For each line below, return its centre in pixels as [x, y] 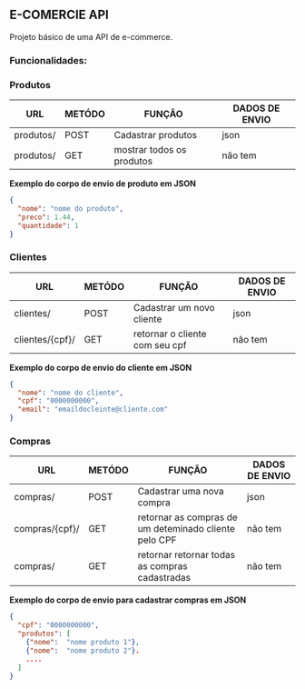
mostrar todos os [150, 150]
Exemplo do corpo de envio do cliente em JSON [101, 367]
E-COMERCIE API [59, 15]
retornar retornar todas [187, 555]
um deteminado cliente [187, 529]
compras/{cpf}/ [47, 529]
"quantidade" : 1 [48, 225]
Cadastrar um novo [174, 307]
